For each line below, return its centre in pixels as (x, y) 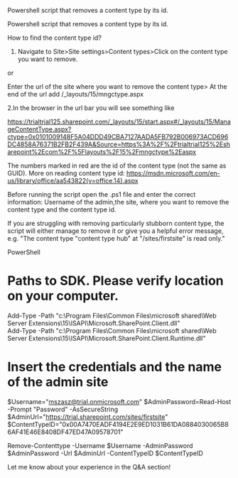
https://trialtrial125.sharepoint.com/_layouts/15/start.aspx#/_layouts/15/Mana (119, 121)
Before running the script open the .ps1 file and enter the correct (102, 194)
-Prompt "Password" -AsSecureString (63, 409)
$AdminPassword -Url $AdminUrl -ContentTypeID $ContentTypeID (106, 453)
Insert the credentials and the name (115, 367)
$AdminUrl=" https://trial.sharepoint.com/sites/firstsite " (88, 417)
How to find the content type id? (54, 38)
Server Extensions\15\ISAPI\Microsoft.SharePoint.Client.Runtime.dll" (107, 338)
